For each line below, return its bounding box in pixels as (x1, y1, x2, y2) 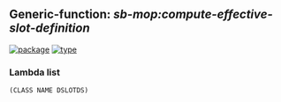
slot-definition (9, 21, 90, 36)
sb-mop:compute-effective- (113, 7, 273, 22)
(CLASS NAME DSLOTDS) (9, 86, 89, 95)
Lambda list (9, 66, 60, 78)
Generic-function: (9, 7, 111, 22)
